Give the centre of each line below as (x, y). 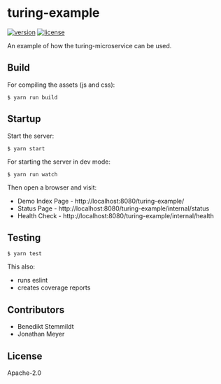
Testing (24, 237)
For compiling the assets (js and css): (61, 85)
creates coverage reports (54, 287)
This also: (21, 266)
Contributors (36, 310)
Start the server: (31, 136)
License (25, 356)
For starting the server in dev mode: (59, 162)
